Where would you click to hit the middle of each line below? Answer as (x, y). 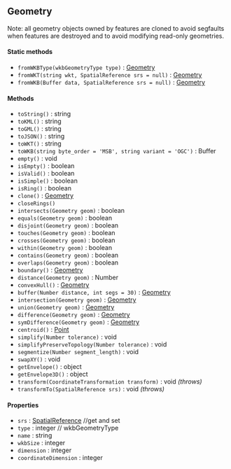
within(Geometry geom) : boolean (65, 248)
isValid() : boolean (46, 174)
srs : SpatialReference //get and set (69, 421)
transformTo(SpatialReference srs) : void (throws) (91, 389)
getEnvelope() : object (49, 367)
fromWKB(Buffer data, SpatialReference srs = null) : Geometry (111, 83)
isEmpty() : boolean (46, 166)
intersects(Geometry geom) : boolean (71, 211)
